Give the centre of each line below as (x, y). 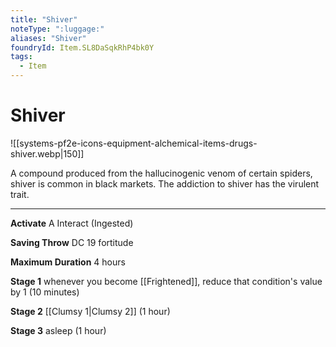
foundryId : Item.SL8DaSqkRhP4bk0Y (82, 47)
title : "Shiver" (44, 19)
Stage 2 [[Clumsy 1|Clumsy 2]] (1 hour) (90, 311)
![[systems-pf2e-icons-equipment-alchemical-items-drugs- (134, 143)
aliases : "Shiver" (48, 38)
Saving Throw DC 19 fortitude (72, 242)
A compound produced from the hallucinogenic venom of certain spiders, (161, 173)
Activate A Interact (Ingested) (72, 223)
